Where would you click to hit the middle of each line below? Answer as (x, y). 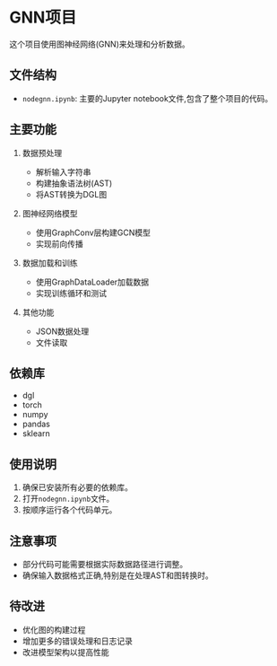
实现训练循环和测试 (71, 293)
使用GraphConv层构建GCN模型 (93, 232)
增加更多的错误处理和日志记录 (77, 641)
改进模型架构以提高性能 (65, 652)
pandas (36, 424)
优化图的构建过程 (54, 629)
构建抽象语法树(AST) (74, 183)
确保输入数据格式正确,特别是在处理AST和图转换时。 (117, 575)
